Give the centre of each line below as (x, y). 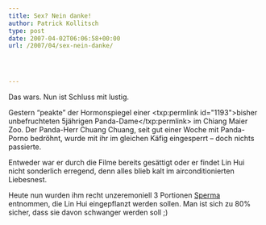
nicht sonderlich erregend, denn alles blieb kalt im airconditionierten (122, 171)
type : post (27, 31)
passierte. (25, 147)
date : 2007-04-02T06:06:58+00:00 (64, 38)
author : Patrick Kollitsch (54, 23)
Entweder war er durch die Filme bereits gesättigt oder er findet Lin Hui (127, 163)
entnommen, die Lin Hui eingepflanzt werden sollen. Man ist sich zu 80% (130, 204)
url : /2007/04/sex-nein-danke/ (61, 46)
